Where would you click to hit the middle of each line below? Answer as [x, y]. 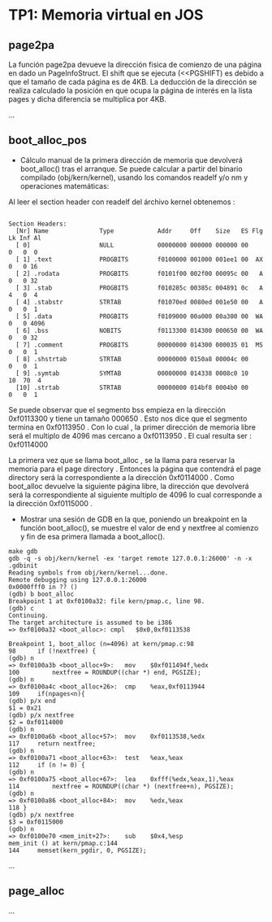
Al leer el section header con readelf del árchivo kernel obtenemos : [122, 202]
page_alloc [37, 891]
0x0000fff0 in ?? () [43, 587]
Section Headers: [38, 224]
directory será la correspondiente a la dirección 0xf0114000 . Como [121, 477]
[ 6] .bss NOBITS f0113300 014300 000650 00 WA [140, 330]
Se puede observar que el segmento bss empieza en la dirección [117, 409]
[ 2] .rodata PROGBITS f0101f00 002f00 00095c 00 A [140, 273]
